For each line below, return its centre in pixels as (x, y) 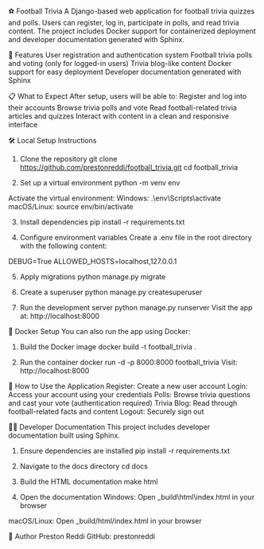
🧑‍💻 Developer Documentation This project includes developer (109, 427)
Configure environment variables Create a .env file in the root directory (136, 238)
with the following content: (63, 246)
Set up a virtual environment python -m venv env (100, 183)
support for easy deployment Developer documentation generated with (125, 72)
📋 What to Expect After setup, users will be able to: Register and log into (128, 96)
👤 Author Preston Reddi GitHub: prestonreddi (82, 536)
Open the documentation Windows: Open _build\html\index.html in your (137, 497)
